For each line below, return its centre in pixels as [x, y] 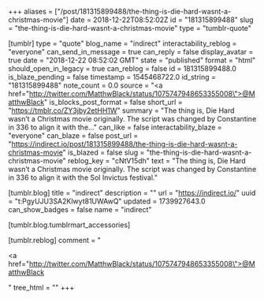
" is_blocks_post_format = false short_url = [113, 102]
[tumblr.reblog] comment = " [54, 240]
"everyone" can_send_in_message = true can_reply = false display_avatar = [131, 52]
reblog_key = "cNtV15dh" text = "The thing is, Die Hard [157, 161]
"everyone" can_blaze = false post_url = [73, 136]
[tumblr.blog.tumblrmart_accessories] [69, 225]
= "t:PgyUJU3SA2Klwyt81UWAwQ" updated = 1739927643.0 [107, 201]
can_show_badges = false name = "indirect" [80, 209]
